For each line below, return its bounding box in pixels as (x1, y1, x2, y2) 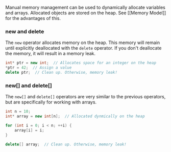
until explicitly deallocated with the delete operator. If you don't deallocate (5, 45, 162, 51)
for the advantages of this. (5, 15, 61, 21)
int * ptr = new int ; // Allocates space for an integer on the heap (5, 60, 157, 66)
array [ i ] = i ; (14, 127, 44, 133)
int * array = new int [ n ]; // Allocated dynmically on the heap (5, 114, 145, 119)
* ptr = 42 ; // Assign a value (5, 65, 72, 71)
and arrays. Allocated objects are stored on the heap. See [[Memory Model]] (5, 10, 166, 16)
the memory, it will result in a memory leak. (5, 51, 96, 57)
